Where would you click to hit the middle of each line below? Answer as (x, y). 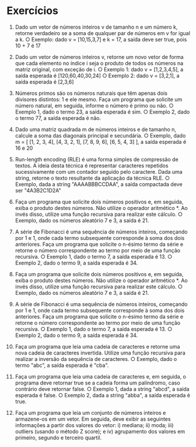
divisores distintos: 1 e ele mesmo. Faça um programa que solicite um (99, 99)
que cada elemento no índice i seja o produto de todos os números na (99, 63)
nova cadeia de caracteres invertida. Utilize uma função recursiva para (100, 353)
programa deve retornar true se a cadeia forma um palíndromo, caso (97, 383)
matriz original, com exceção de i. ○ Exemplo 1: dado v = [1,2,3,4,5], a (99, 69)
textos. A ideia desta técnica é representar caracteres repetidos (92, 166)
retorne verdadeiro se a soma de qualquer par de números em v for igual (102, 33)
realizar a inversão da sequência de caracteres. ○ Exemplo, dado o (96, 359)
